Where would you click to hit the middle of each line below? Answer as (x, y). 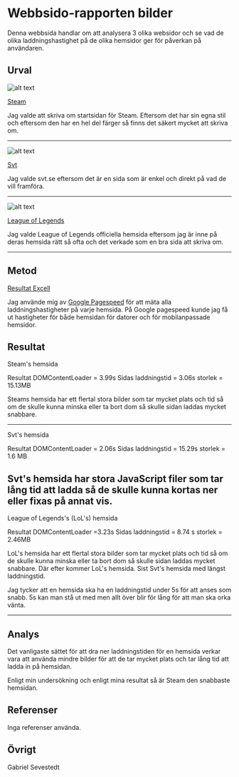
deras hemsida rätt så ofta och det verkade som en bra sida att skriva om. (116, 242)
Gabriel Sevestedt (34, 767)
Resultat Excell (29, 288)
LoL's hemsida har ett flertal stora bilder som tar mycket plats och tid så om (118, 553)
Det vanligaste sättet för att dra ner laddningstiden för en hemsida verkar (114, 651)
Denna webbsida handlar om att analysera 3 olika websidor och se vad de (116, 33)
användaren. (26, 48)
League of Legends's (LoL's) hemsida (63, 518)
